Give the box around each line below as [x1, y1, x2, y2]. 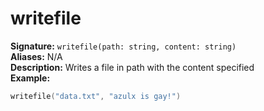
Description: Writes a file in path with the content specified [10, 61, 255, 73]
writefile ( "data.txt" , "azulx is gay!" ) [10, 91, 182, 101]
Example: [10, 72, 51, 84]
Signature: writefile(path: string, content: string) [10, 40, 237, 52]
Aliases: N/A [10, 50, 63, 62]
